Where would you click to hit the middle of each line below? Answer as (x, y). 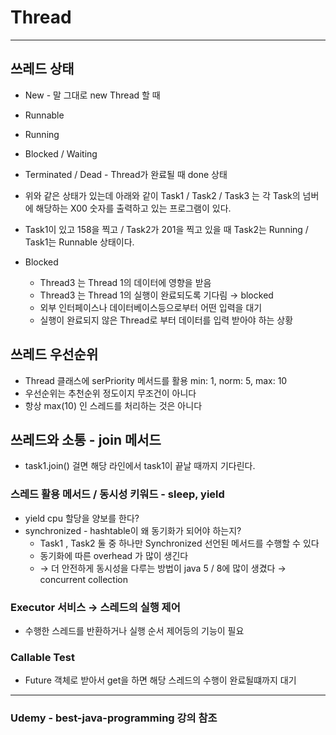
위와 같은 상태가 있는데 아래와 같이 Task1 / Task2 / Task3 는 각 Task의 (162, 195)
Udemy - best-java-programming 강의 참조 (114, 718)
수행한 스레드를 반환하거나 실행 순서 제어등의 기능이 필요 (134, 630)
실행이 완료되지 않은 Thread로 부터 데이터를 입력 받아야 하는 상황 (166, 320)
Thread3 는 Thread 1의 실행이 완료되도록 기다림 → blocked (156, 295)
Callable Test (42, 657)
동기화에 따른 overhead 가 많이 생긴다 (114, 555)
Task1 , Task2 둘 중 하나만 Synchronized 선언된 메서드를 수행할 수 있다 (179, 543)
